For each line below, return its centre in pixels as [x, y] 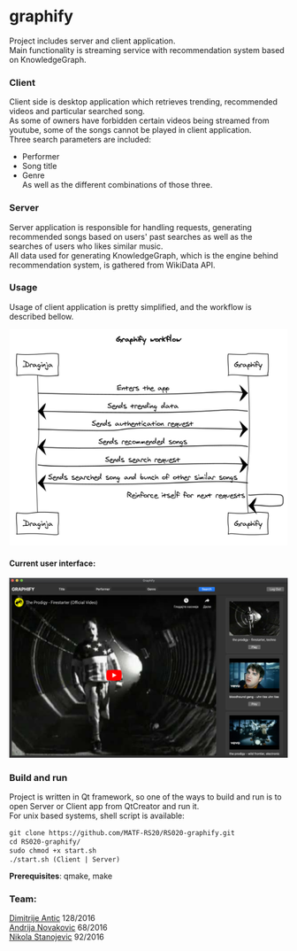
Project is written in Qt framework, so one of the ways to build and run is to [146, 797]
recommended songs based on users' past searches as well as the [131, 236]
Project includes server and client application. [92, 41]
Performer [41, 157]
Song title [39, 166]
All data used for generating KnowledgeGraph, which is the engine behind [144, 255]
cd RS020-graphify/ [45, 842]
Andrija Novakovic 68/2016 [58, 928]
